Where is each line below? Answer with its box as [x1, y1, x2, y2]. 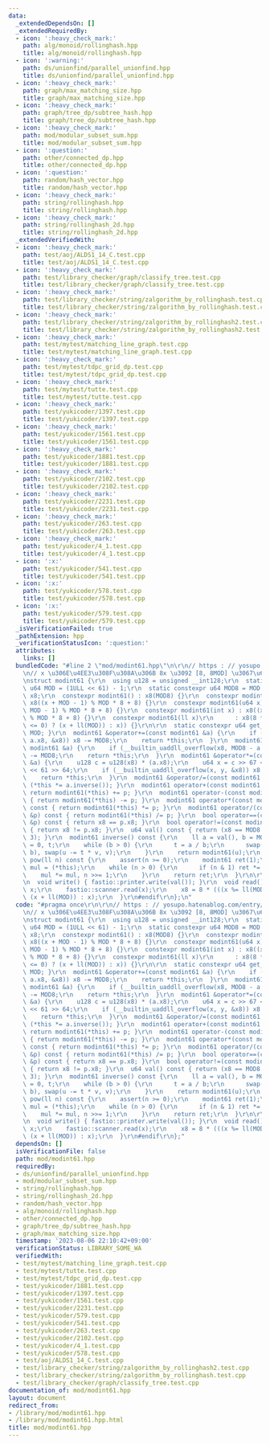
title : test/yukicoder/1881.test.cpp [22, 460, 149, 468]
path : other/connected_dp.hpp [22, 153, 125, 162]
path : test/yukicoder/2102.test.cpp [22, 475, 146, 483]
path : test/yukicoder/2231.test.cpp [22, 497, 146, 505]
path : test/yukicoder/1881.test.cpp [22, 452, 146, 460]
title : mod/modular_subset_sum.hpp [22, 138, 142, 147]
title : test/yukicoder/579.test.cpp [22, 616, 146, 625]
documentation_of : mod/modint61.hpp [8, 1386, 131, 1394]
